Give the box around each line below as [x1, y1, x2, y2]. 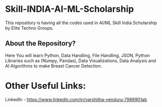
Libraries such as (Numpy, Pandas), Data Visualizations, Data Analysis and [5, 58, 156, 64]
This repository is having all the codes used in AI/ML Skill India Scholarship [5, 20, 158, 26]
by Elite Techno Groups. [5, 25, 54, 31]
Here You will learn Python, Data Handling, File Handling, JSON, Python [5, 52, 150, 58]
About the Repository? [5, 39, 76, 48]
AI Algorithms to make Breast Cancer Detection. [5, 63, 102, 69]
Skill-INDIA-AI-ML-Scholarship [5, 3, 134, 15]
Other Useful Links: [5, 80, 86, 91]
